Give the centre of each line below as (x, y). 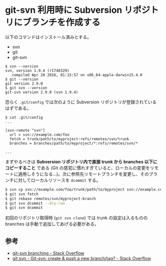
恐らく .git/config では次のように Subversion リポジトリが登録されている (81, 102)
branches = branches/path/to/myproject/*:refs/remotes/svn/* (74, 143)
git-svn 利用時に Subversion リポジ (78, 10)
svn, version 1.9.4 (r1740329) (37, 70)
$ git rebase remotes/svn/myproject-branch (51, 199)
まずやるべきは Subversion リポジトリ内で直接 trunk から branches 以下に (81, 162)
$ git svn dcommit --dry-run (35, 203)
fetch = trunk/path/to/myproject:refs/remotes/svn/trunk (69, 139)
